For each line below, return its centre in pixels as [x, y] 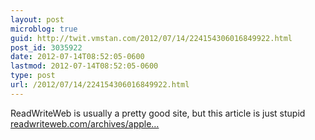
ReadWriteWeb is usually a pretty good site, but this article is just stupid [158, 113]
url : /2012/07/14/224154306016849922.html [100, 85]
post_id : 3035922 [46, 47]
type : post [33, 76]
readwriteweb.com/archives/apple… [85, 123]
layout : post [37, 19]
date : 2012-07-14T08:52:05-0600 [77, 57]
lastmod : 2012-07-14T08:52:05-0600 [84, 66]
